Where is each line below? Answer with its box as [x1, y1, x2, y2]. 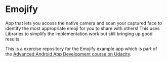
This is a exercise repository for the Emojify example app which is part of [5, 45, 157, 51]
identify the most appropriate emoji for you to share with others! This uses [5, 25, 160, 31]
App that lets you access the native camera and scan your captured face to [5, 20, 162, 26]
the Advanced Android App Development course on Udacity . [5, 51, 132, 57]
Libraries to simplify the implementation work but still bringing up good [5, 30, 153, 36]
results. [5, 36, 21, 42]
